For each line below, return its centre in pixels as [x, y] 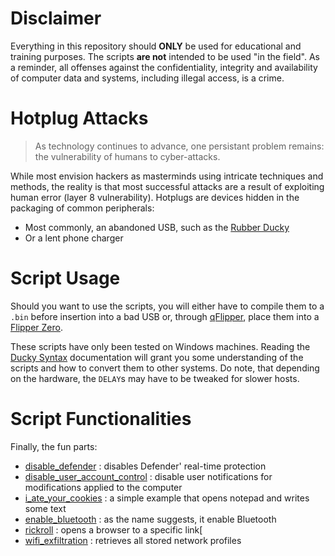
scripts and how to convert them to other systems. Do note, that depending [165, 368]
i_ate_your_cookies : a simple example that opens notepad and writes [167, 498]
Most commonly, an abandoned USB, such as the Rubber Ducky [157, 227]
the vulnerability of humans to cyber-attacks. [127, 156]
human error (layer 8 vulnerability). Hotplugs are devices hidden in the [155, 197]
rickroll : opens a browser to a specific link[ [113, 529]
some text [45, 508]
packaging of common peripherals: [82, 208]
